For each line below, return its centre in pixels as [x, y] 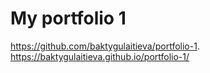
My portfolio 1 [68, 18]
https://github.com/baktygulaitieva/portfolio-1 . [105, 46]
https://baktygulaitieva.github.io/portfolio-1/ [100, 56]
